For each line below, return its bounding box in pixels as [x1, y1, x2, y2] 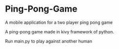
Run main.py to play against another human [5, 38, 93, 44]
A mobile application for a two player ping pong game [5, 19, 113, 25]
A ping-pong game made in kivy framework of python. [5, 29, 115, 34]
